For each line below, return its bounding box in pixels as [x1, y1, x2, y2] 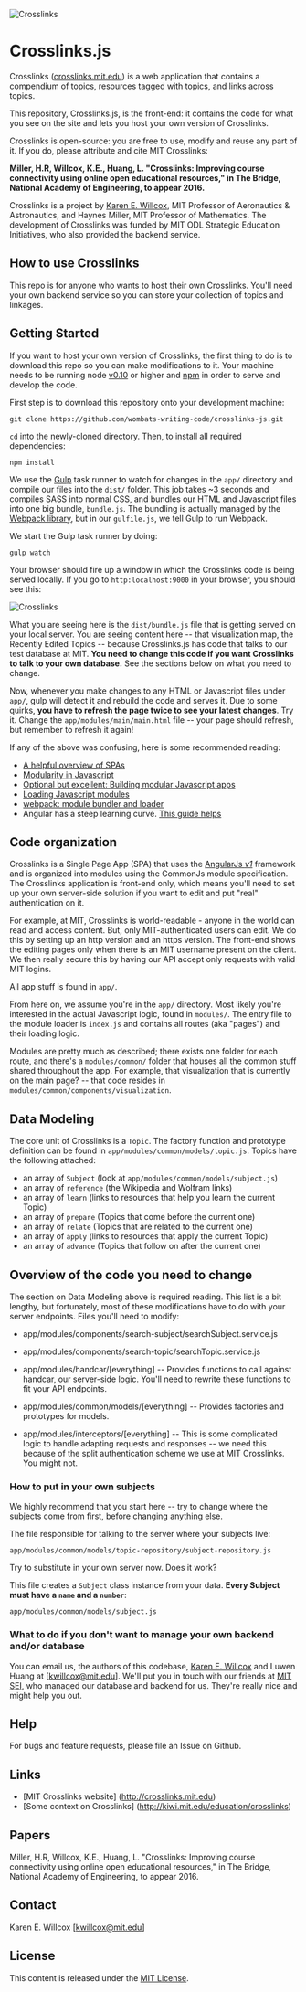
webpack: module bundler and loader [22, 798, 164, 809]
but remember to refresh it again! [9, 724, 134, 735]
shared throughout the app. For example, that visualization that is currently [9, 1065, 290, 1076]
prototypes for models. [22, 1411, 110, 1421]
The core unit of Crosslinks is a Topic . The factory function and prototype [9, 1136, 286, 1147]
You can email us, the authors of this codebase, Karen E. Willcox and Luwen [9, 1660, 296, 1671]
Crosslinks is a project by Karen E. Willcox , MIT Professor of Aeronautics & [9, 199, 290, 210]
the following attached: [9, 1155, 96, 1166]
